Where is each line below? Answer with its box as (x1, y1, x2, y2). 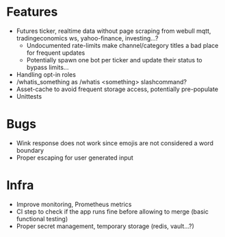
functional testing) (16, 214, 68, 223)
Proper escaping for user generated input (16, 153, 134, 162)
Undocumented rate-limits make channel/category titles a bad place (26, 41, 219, 49)
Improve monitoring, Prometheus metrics (16, 200, 132, 208)
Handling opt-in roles (16, 70, 77, 79)
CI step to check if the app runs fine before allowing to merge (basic (16, 207, 209, 216)
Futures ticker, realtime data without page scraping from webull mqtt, (16, 27, 211, 35)
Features (6, 4, 58, 20)
